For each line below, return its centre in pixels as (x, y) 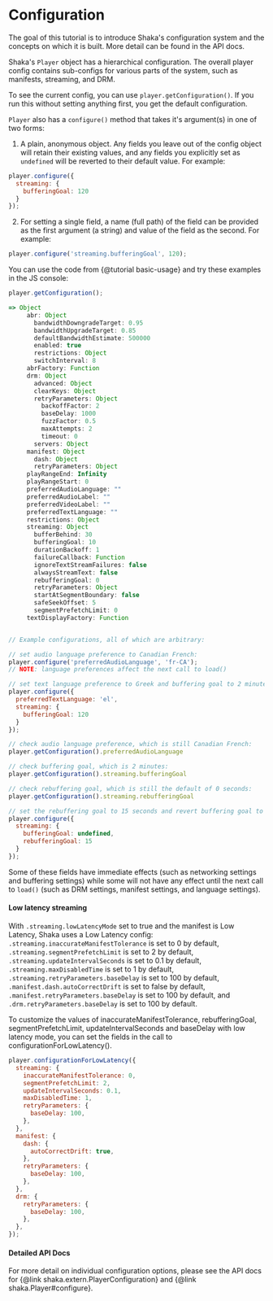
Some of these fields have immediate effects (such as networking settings (133, 871)
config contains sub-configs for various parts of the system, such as (123, 70)
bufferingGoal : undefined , (69, 834)
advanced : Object (63, 383)
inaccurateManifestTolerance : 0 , (80, 1076)
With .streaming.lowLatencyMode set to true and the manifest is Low (121, 926)
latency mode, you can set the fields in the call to (91, 1037)
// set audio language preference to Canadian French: (103, 654)
